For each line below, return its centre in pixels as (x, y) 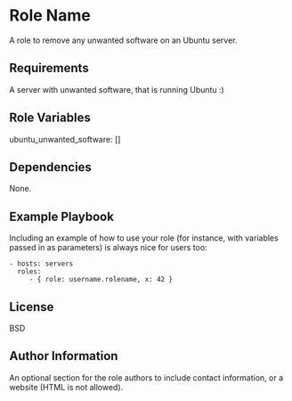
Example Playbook (61, 216)
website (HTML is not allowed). (66, 387)
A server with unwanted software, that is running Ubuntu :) (117, 89)
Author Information (64, 356)
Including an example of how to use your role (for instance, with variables (144, 238)
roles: (29, 272)
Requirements (49, 68)
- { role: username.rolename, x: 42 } (101, 280)
